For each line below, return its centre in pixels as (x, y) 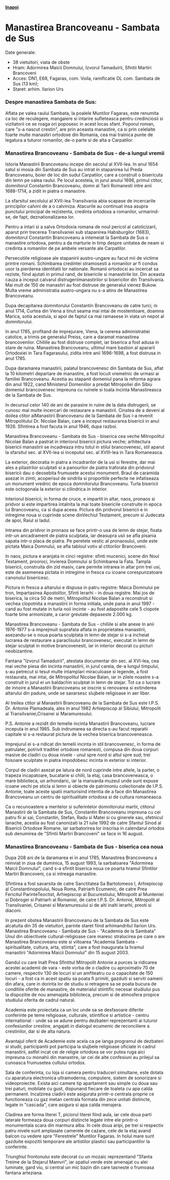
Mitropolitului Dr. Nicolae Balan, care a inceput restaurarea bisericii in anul (82, 421)
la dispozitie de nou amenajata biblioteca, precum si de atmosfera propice (82, 995)
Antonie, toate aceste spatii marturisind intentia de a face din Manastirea (81, 792)
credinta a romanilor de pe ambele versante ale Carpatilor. (66, 249)
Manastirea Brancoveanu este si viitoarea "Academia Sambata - (72, 942)
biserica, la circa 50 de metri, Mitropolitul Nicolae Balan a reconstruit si (79, 598)
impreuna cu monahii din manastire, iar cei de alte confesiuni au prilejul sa (82, 1057)
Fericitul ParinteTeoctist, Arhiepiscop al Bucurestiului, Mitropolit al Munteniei (84, 894)
